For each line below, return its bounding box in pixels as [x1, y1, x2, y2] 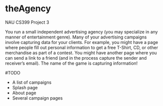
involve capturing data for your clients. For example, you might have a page [5, 39, 159, 45]
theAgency [5, 3, 51, 14]
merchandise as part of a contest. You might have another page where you [5, 50, 157, 56]
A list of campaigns [12, 79, 52, 85]
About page [12, 90, 36, 96]
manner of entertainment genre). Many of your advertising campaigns [5, 34, 147, 40]
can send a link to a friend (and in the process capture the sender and [5, 55, 147, 61]
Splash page [12, 84, 38, 90]
